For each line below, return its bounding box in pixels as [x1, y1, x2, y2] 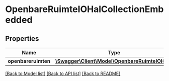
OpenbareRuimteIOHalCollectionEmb [5, 4, 164, 15]
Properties [5, 34, 39, 43]
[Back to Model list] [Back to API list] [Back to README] [5, 70, 121, 76]
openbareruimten [8, 58, 51, 64]
